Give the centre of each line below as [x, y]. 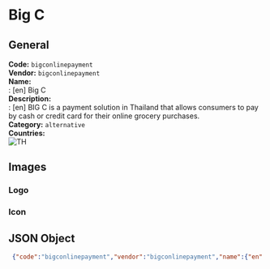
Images [28, 167]
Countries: [27, 133]
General [29, 45]
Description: [30, 98]
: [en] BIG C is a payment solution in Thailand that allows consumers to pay [134, 107]
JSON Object [42, 238]
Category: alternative [47, 124]
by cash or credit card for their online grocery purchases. [104, 116]
